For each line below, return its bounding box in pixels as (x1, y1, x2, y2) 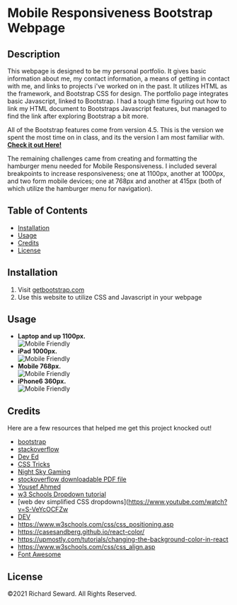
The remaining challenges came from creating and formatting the (7, 154, 197, 163)
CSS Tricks (17, 460, 51, 469)
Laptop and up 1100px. (17, 332, 86, 341)
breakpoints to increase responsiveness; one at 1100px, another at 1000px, (7, 170, 226, 177)
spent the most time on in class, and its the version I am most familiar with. (7, 133, 225, 141)
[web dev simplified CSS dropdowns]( (17, 498, 129, 506)
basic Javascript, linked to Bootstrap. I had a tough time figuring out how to (7, 97, 227, 105)
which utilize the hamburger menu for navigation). (7, 184, 153, 192)
